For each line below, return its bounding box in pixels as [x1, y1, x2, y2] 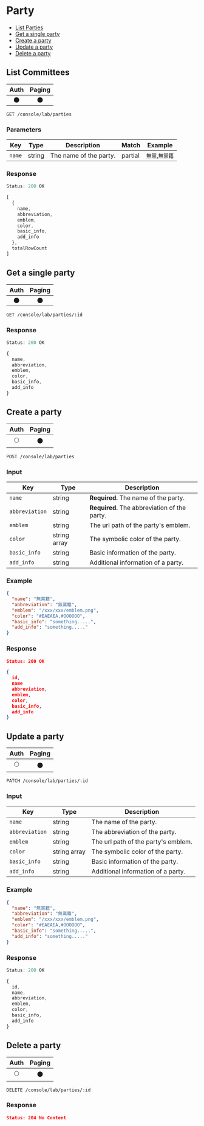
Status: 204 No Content [6, 1114, 67, 1121]
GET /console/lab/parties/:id [6, 312, 83, 318]
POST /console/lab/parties [6, 453, 75, 460]
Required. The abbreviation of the [89, 503, 186, 512]
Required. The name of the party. [89, 494, 185, 502]
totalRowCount [12, 245, 47, 251]
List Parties [15, 24, 44, 31]
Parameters [6, 125, 41, 134]
